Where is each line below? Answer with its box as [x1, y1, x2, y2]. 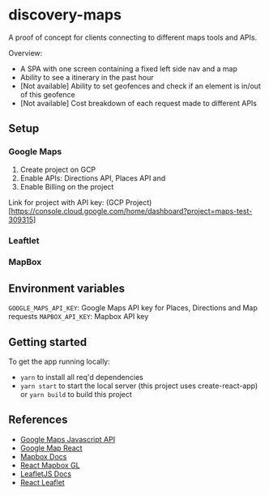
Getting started [8, 335, 88, 349]
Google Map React [19, 443, 83, 453]
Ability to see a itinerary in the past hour [19, 72, 154, 82]
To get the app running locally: [8, 356, 111, 366]
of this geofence [19, 89, 75, 99]
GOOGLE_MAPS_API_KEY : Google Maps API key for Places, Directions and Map [8, 303, 258, 313]
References [8, 413, 68, 427]
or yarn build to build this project [19, 390, 132, 399]
